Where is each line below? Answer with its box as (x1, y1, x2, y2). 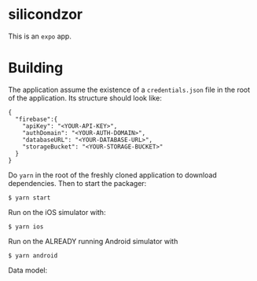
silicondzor (8, 5, 83, 24)
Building (8, 59, 64, 77)
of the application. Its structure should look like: (8, 93, 163, 103)
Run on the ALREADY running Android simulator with (8, 236, 178, 246)
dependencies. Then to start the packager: (8, 178, 147, 188)
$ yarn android (8, 251, 58, 260)
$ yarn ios (8, 222, 44, 231)
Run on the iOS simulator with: (8, 207, 106, 217)
